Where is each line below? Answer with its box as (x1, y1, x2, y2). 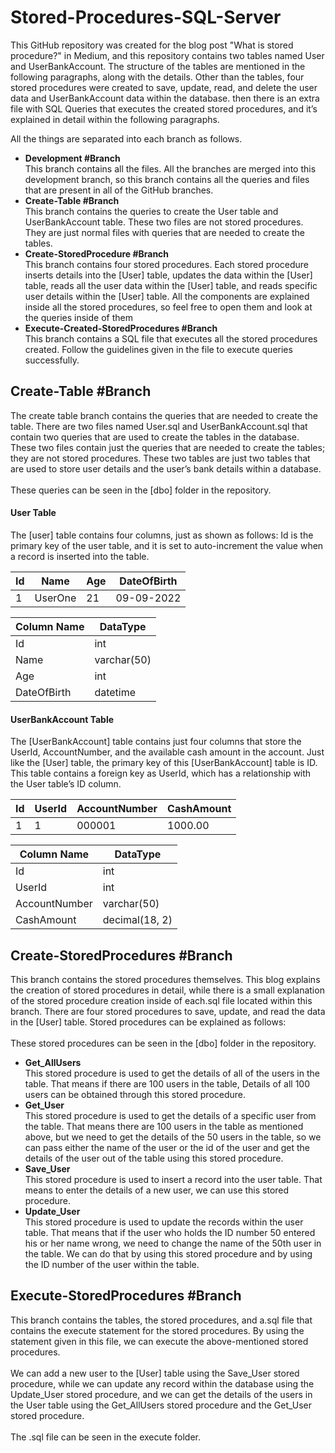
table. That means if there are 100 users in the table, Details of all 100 (24, 1077, 311, 1090)
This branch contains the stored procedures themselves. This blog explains (10, 973, 321, 985)
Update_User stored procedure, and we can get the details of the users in (10, 1388, 313, 1400)
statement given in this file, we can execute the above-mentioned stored (10, 1335, 309, 1347)
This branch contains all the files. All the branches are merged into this (24, 162, 317, 175)
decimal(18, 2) (102, 913, 173, 927)
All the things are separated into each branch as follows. (10, 132, 243, 145)
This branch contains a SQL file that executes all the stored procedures (24, 332, 318, 345)
